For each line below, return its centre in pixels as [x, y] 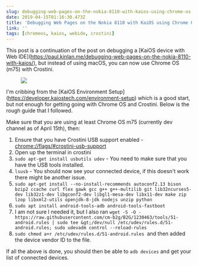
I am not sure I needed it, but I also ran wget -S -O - [78, 212]
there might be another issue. [50, 177]
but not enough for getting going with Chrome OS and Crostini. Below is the [98, 105]
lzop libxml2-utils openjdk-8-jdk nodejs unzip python [83, 200]
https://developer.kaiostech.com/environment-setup [71, 98]
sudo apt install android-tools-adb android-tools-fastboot [90, 206]
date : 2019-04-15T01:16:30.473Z [46, 17]
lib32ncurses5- [173, 190]
